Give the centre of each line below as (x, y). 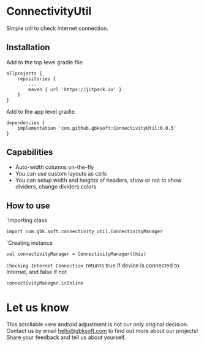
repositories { (37, 79)
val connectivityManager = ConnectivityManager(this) (77, 254)
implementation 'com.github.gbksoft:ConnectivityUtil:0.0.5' (97, 128)
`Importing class (27, 220)
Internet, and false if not (37, 272)
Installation (28, 47)
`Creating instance (30, 243)
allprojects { (25, 73)
